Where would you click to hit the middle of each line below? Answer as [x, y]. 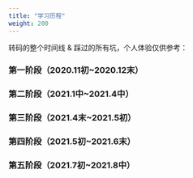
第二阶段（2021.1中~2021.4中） [71, 94]
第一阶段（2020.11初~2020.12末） [76, 70]
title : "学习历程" [37, 16]
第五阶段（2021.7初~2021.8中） [72, 165]
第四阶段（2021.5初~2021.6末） [72, 142]
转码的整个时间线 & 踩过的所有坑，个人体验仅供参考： [98, 47]
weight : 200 [28, 23]
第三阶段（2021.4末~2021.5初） [72, 118]
